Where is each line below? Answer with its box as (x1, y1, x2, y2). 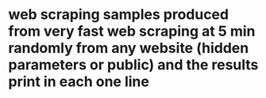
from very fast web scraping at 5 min (8, 22, 256, 40)
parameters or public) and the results (8, 56, 259, 74)
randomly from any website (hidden (8, 40, 249, 57)
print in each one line (8, 73, 149, 91)
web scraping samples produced (8, 6, 229, 24)
